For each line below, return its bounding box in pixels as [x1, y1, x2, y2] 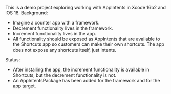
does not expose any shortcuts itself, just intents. [12, 47, 117, 53]
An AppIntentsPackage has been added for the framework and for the [12, 78, 160, 83]
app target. [12, 83, 36, 89]
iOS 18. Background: [5, 10, 48, 16]
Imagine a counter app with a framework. [12, 20, 100, 26]
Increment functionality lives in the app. [12, 31, 96, 36]
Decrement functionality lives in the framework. [12, 25, 113, 31]
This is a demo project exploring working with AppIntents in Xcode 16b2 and [5, 5, 166, 10]
